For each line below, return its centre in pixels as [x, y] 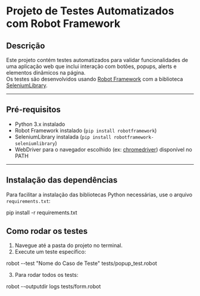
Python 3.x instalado [40, 124]
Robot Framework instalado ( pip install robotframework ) [86, 130]
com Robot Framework [63, 24]
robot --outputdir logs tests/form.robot [54, 286]
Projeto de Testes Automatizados [90, 11]
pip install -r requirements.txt [42, 212]
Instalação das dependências [62, 180]
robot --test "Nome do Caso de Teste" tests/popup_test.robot [82, 263]
